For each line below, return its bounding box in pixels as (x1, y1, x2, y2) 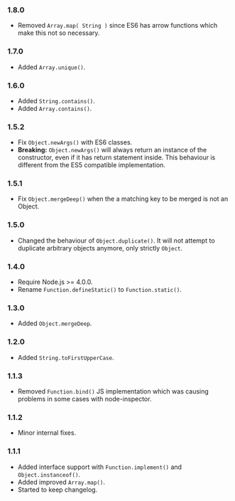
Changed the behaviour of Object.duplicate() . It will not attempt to (17, 236, 215, 245)
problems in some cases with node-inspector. (17, 394, 152, 403)
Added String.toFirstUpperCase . (17, 353, 114, 362)
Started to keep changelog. (17, 485, 98, 494)
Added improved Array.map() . (17, 478, 105, 486)
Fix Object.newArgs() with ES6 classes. (17, 138, 133, 147)
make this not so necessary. (17, 28, 100, 37)
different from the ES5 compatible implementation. (17, 161, 165, 169)
